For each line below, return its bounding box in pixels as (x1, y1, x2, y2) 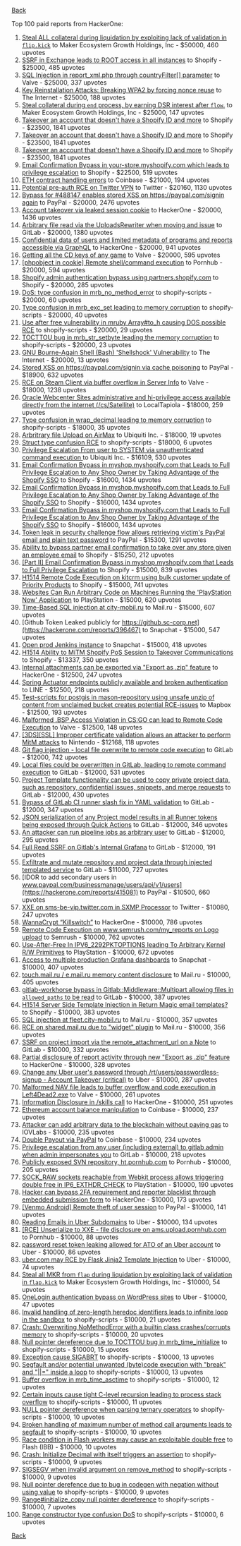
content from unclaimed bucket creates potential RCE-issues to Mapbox (21, 701, 232, 708)
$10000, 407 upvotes (21, 963, 84, 971)
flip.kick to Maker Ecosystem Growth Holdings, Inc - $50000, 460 (21, 41, 219, 49)
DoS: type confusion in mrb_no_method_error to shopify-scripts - (21, 289, 212, 296)
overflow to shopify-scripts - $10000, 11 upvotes (21, 1398, 163, 1406)
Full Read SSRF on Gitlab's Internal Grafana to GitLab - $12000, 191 (21, 843, 216, 851)
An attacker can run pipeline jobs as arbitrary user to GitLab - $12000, (21, 828, 225, 836)
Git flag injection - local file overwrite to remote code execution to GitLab (21, 746, 233, 754)
